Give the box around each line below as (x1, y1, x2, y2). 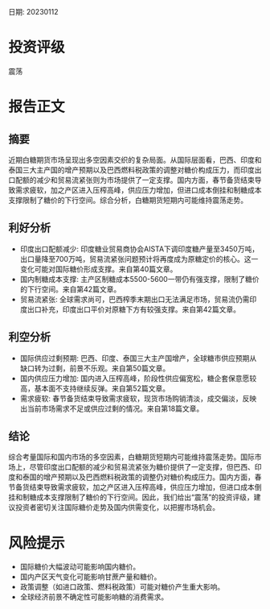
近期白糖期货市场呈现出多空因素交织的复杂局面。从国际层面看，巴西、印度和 (8, 155, 262, 164)
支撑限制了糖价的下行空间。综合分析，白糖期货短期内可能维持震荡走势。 (8, 195, 247, 205)
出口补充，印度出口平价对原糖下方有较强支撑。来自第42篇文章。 (27, 304, 241, 314)
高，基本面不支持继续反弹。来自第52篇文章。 (19, 383, 170, 393)
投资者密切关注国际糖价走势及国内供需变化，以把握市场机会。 (14, 503, 219, 512)
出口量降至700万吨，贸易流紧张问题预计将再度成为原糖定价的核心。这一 (19, 254, 259, 263)
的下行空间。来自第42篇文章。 (19, 284, 121, 294)
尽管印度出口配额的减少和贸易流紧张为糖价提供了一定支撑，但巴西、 (29, 462, 255, 472)
